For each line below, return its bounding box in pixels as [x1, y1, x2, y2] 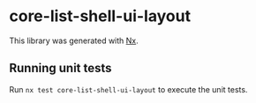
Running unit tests [9, 61, 112, 76]
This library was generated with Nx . [9, 35, 139, 46]
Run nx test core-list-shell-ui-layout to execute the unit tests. [9, 84, 248, 94]
